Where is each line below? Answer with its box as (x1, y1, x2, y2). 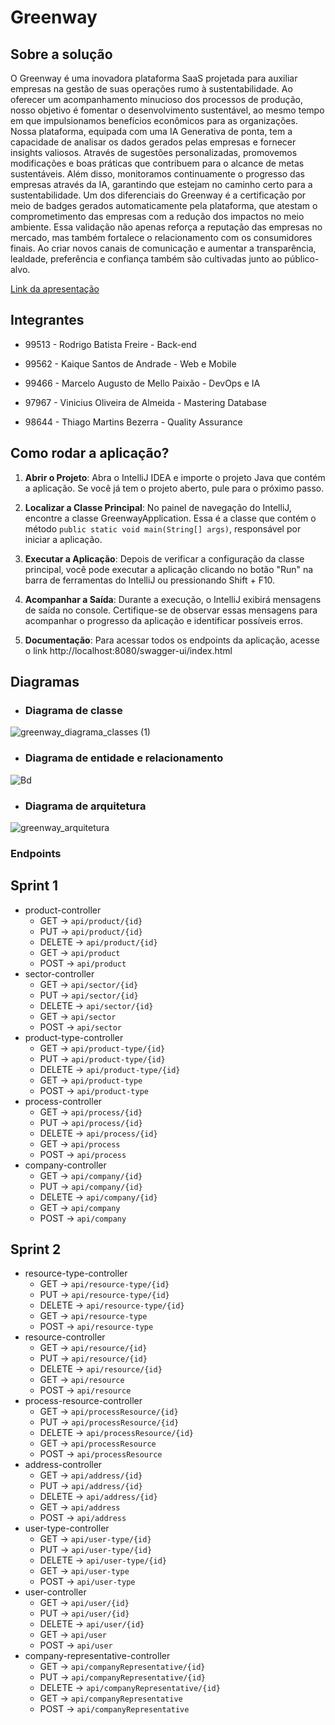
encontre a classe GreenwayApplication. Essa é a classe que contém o (24, 512, 317, 524)
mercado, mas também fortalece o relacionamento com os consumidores (10, 232, 313, 243)
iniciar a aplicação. (24, 533, 103, 545)
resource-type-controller (24, 1267, 128, 1280)
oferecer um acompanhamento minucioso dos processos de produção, (10, 94, 303, 105)
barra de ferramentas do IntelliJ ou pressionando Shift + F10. (24, 574, 276, 586)
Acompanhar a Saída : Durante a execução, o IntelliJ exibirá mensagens (24, 593, 322, 605)
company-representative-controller (24, 1650, 171, 1662)
